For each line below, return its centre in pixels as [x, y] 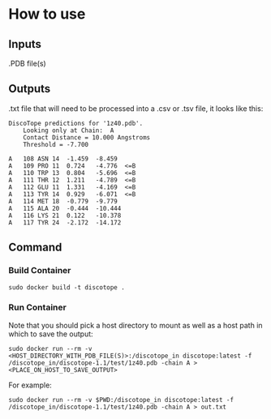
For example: [30, 385]
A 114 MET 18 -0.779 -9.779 [63, 201]
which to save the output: [51, 334]
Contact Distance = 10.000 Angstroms [87, 137]
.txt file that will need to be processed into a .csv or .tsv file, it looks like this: [136, 108]
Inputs [25, 44]
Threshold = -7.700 [56, 144]
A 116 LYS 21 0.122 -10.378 [65, 216]
